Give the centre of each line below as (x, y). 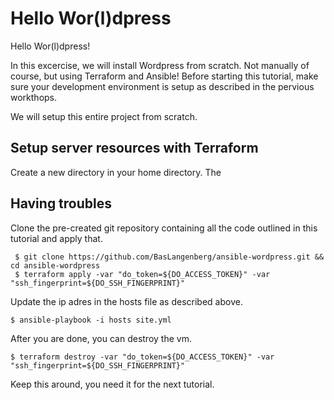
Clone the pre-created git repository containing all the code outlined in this (164, 228)
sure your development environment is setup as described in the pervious (162, 86)
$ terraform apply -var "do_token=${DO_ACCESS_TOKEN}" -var (142, 274)
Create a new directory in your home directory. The (116, 172)
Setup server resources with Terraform (134, 148)
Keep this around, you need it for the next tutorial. (112, 384)
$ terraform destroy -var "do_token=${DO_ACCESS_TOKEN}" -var (142, 357)
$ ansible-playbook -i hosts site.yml (91, 320)
